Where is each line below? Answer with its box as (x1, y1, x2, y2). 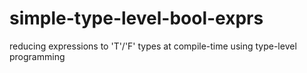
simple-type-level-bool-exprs (9, 7, 264, 30)
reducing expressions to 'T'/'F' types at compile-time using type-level (9, 40, 297, 52)
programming (9, 50, 66, 62)
